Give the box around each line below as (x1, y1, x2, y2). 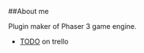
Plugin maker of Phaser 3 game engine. (8, 22, 137, 30)
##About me (8, 7, 49, 16)
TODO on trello (19, 37, 69, 46)
